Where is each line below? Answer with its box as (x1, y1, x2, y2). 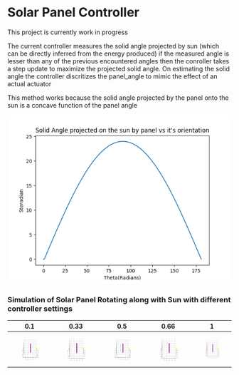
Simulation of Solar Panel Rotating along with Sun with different (7, 294, 231, 304)
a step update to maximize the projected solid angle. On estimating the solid (7, 64, 230, 73)
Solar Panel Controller (7, 4, 140, 21)
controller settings (7, 304, 73, 314)
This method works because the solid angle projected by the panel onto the (7, 93, 229, 102)
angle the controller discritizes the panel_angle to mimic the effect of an (7, 72, 218, 81)
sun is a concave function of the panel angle (7, 101, 137, 109)
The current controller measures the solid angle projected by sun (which (7, 41, 220, 50)
